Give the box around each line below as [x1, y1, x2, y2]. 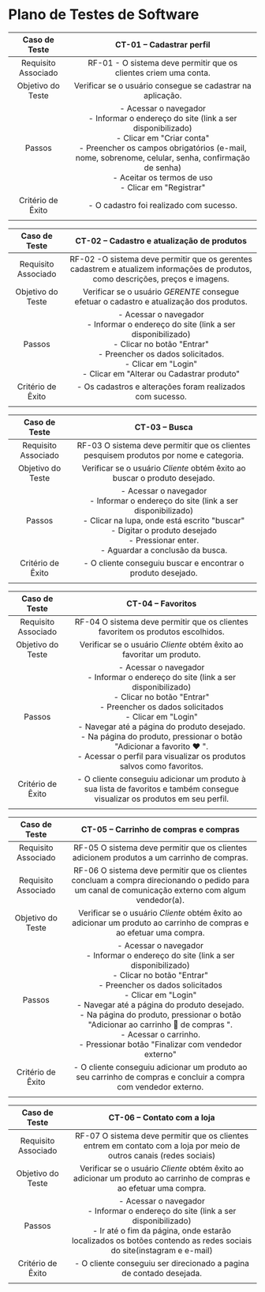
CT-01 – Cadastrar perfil [114, 39, 211, 50]
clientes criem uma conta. [114, 67, 211, 78]
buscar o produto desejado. [112, 472, 215, 483]
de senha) [144, 162, 181, 173]
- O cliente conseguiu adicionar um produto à [77, 773, 247, 784]
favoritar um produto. [121, 648, 201, 659]
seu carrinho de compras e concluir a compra [76, 1071, 245, 1082]
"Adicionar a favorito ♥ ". [114, 741, 209, 752]
